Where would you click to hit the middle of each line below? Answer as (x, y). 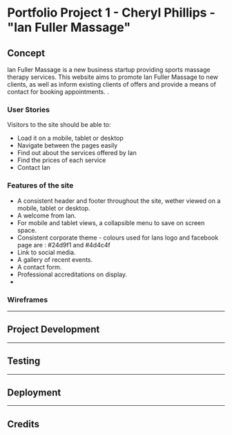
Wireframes (28, 299)
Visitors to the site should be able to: (59, 125)
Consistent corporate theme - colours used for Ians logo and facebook (118, 238)
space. (27, 230)
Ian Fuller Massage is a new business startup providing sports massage (109, 70)
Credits (23, 424)
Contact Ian (33, 168)
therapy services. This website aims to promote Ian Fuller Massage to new (113, 77)
